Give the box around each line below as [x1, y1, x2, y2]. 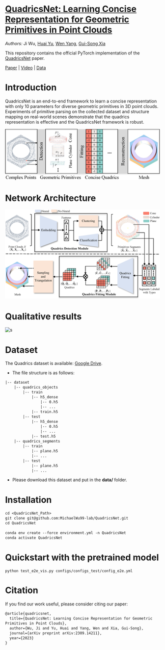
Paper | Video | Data [5, 65, 46, 71]
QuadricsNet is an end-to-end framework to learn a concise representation [5, 98, 157, 104]
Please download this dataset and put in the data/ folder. [12, 477, 128, 483]
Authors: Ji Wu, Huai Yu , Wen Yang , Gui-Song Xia [5, 40, 106, 46]
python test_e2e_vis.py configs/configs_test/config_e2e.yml [5, 569, 133, 573]
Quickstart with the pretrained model [5, 552, 159, 563]
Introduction [5, 82, 57, 93]
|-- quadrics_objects [14, 385, 58, 390]
